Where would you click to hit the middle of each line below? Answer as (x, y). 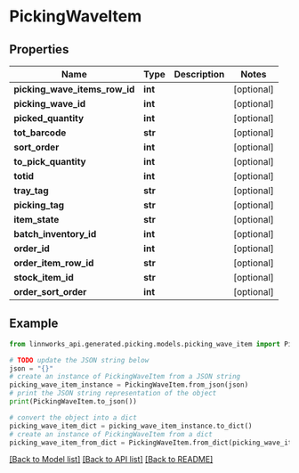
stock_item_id (44, 277)
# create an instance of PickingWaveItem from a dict (111, 434)
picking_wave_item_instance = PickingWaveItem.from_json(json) (129, 385)
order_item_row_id (54, 263)
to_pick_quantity (50, 162)
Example (34, 324)
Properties (39, 49)
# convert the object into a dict (73, 417)
